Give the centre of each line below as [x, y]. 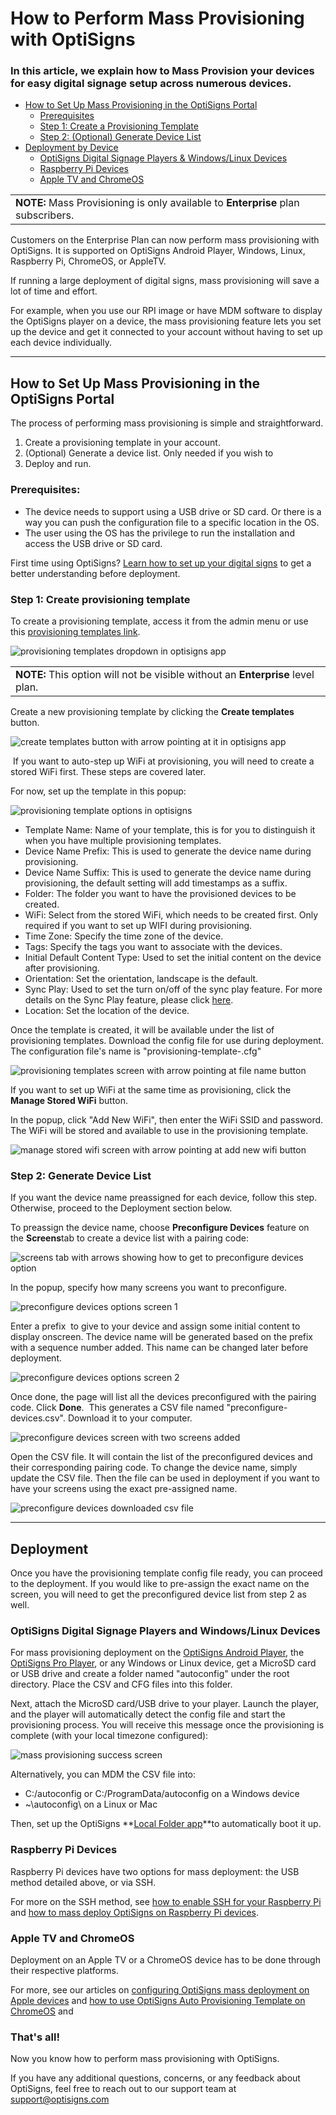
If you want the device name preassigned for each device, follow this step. [164, 1198]
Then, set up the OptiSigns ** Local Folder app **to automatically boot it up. [166, 1824]
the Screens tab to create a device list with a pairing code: [129, 1238]
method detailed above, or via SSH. [83, 1882]
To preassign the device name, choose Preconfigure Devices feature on [160, 1228]
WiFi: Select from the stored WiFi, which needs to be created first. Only [171, 914]
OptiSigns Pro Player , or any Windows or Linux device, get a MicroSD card [163, 1663]
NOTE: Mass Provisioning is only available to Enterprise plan [157, 203]
